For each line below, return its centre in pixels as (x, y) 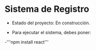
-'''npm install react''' (27, 42)
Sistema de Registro (47, 9)
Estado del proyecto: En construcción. (51, 23)
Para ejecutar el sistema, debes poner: (51, 32)
